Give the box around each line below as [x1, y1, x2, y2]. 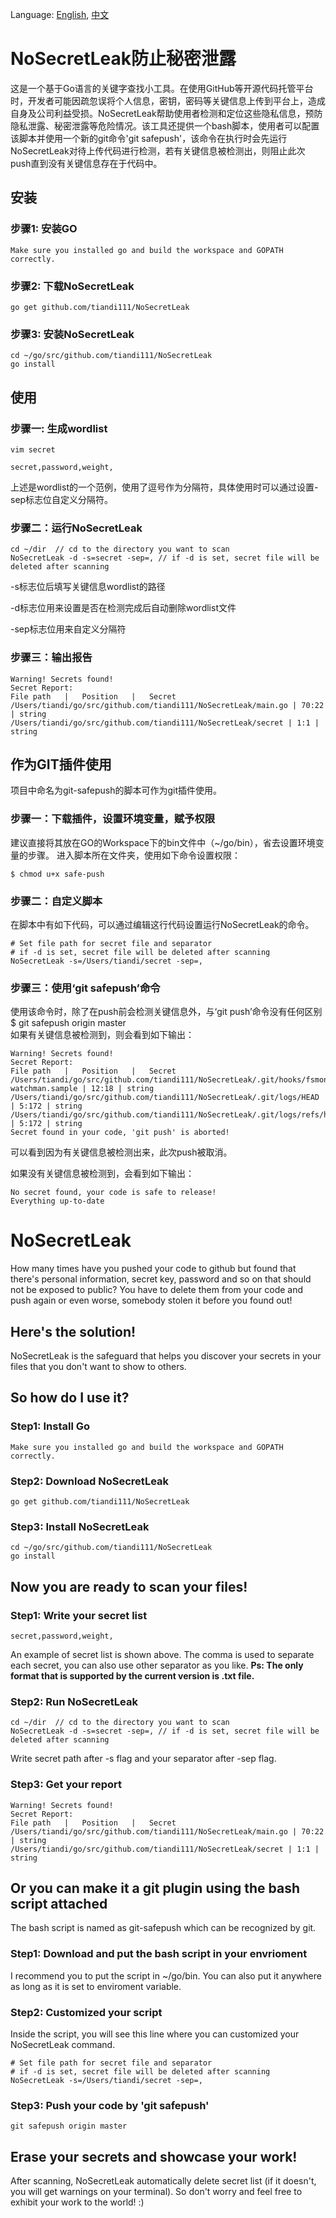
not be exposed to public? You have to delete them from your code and [10, 1284, 304, 1296]
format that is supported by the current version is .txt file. [10, 1669, 255, 1682]
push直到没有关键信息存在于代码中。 [10, 157, 163, 169]
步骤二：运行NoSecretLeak [10, 521, 143, 535]
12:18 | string [90, 1084, 155, 1094]
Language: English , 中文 [10, 9, 110, 20]
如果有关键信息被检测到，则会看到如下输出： [10, 1029, 195, 1041]
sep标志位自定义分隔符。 [10, 493, 114, 505]
